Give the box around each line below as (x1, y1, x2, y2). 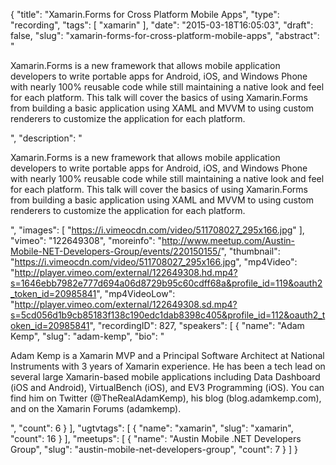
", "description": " (10, 132, 83, 144)
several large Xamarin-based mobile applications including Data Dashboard (10, 371, 321, 383)
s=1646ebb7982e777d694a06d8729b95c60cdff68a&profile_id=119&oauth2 (10, 277, 323, 289)
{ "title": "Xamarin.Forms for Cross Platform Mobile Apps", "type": (10, 9, 280, 20)
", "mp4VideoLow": (96, 288, 176, 299)
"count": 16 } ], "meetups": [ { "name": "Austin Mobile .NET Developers (10, 433, 302, 444)
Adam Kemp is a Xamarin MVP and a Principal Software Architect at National (10, 350, 325, 361)
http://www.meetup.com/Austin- (161, 235, 296, 246)
